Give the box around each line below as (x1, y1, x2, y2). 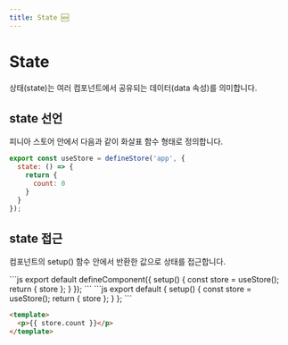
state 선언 (9, 111, 63, 126)
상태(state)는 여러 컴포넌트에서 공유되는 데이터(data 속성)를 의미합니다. (9, 82, 258, 93)
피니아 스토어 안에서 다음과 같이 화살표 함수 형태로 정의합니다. (9, 136, 224, 147)
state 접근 (9, 231, 63, 246)
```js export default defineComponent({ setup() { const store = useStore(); (9, 274, 280, 285)
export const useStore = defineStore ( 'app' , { (9, 154, 185, 164)
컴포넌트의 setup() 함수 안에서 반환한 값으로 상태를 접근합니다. (9, 257, 226, 267)
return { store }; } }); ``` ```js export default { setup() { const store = (9, 283, 252, 295)
